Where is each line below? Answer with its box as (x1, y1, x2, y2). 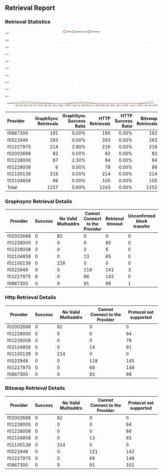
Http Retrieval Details (5, 294, 56, 301)
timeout (106, 221, 123, 227)
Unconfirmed (128, 213, 156, 219)
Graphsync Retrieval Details (5, 198, 72, 205)
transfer (133, 224, 150, 229)
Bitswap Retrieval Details (5, 385, 65, 392)
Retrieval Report (5, 4, 55, 12)
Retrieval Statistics (5, 19, 51, 25)
